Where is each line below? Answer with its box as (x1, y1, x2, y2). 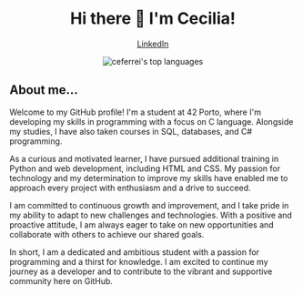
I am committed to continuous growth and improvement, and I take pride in (9, 199, 289, 210)
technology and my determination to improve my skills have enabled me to (9, 172, 288, 183)
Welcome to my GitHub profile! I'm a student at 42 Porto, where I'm (9, 107, 262, 117)
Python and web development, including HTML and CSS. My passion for (9, 163, 280, 174)
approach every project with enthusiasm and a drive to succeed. (9, 182, 251, 193)
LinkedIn (136, 38, 169, 49)
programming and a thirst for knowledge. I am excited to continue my (9, 256, 268, 267)
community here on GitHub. (9, 275, 114, 286)
